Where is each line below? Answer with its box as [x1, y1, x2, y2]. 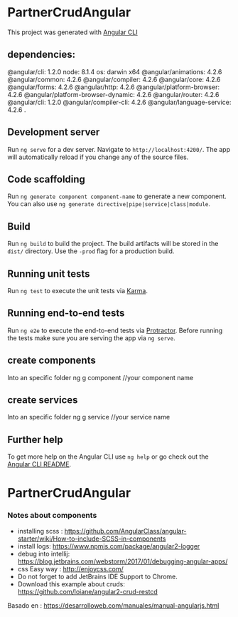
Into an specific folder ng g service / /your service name [7, 413, 171, 422]
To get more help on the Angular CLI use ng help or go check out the [7, 452, 209, 461]
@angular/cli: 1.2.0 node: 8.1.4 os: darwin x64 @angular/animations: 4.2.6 [7, 67, 222, 76]
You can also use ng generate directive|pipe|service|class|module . [7, 200, 211, 208]
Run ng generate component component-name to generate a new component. [7, 192, 227, 200]
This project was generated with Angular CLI [7, 28, 138, 36]
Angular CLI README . [7, 460, 72, 469]
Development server [7, 126, 100, 138]
